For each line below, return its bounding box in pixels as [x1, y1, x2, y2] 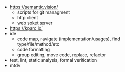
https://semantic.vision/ [9, 4, 58, 10]
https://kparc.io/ [9, 25, 43, 31]
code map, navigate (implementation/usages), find [17, 36, 120, 42]
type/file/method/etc [17, 41, 60, 47]
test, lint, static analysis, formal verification [9, 57, 97, 63]
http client [17, 15, 38, 20]
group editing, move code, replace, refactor [17, 52, 106, 58]
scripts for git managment [17, 9, 70, 15]
